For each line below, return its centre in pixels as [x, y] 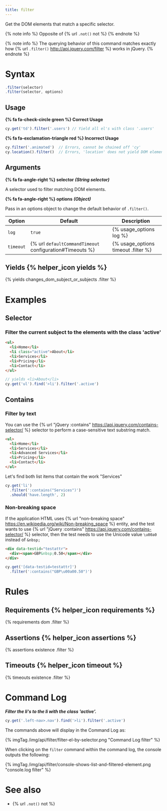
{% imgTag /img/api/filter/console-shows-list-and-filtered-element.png [78, 764]
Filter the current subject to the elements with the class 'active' [83, 332]
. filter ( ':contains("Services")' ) [45, 490]
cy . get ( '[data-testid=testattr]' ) [41, 567]
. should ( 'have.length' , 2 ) [38, 495]
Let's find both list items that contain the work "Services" [64, 476]
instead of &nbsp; [23, 540]
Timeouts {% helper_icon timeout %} [64, 666]
